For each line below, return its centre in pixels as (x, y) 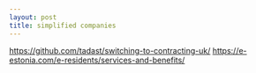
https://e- (230, 50)
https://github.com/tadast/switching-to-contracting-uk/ (110, 50)
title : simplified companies (63, 26)
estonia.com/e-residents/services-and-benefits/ (97, 60)
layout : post (33, 17)
